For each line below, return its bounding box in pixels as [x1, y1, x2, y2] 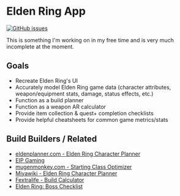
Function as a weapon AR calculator [15, 103, 106, 110]
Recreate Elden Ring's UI [15, 77, 78, 84]
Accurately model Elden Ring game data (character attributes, [15, 83, 171, 91]
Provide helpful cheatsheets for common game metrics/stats [15, 116, 168, 123]
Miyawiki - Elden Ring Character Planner [15, 170, 118, 177]
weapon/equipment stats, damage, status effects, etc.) [15, 90, 154, 97]
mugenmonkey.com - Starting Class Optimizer [15, 163, 132, 170]
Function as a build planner [15, 96, 84, 104]
